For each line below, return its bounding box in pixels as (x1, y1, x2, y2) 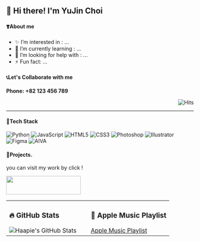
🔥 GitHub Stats (9, 211, 60, 220)
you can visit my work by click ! (6, 164, 83, 171)
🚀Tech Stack (6, 118, 38, 125)
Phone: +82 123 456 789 (6, 87, 68, 94)
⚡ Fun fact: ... (14, 58, 48, 65)
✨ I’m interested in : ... (14, 38, 70, 45)
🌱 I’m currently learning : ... (14, 45, 82, 52)
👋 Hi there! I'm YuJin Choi (6, 6, 103, 16)
